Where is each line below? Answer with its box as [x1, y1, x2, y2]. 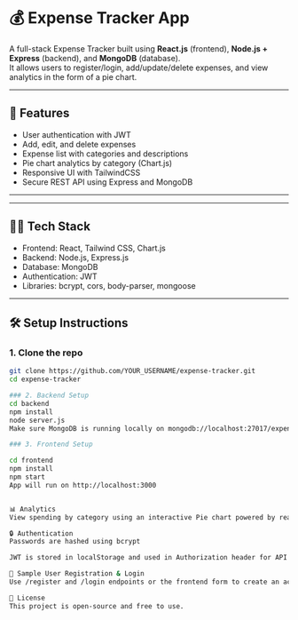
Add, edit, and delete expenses [21, 139, 137, 149]
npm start [9, 473, 46, 481]
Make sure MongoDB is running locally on [9, 424, 165, 433]
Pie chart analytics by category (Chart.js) [21, 157, 173, 168]
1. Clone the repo [9, 346, 83, 359]
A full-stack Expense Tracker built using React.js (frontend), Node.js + [9, 43, 269, 54]
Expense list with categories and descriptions [21, 148, 189, 159]
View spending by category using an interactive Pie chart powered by [9, 513, 276, 521]
